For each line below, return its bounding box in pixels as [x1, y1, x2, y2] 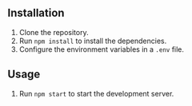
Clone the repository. [18, 27, 89, 37]
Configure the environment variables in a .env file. [18, 44, 185, 54]
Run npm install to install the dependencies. [18, 36, 167, 45]
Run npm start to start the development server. [18, 88, 174, 98]
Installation [7, 6, 65, 20]
